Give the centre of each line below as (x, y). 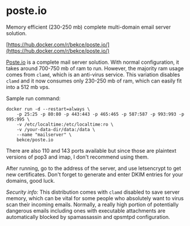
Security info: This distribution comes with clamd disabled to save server (93, 192)
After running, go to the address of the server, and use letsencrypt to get (94, 168)
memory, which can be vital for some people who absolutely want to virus (95, 198)
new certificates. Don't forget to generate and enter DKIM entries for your (95, 174)
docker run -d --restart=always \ (48, 109)
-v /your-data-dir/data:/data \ (56, 129)
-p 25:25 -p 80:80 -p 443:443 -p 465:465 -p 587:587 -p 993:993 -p (100, 114)
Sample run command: (33, 98)
